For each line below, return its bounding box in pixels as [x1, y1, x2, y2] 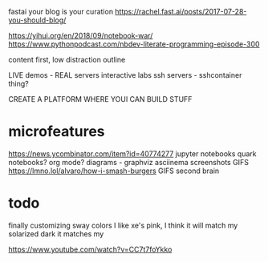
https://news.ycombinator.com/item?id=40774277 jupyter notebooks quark [8, 148, 257, 159]
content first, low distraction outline [8, 55, 126, 64]
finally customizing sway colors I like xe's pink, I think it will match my [8, 220, 238, 230]
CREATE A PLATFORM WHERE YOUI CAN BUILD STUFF [8, 95, 193, 103]
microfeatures [8, 123, 106, 141]
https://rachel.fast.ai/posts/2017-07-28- [115, 7, 247, 16]
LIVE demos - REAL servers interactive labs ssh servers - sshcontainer [8, 71, 242, 79]
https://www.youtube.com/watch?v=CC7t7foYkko [8, 244, 173, 254]
